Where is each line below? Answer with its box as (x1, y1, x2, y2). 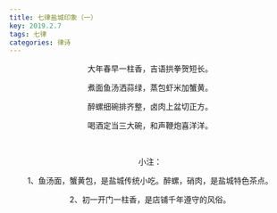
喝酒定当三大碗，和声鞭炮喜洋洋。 (88, 120, 213, 131)
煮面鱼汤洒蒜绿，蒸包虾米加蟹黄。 (88, 82, 213, 94)
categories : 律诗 (9, 37, 71, 47)
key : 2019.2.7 (9, 21, 63, 30)
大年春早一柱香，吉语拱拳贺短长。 (88, 63, 213, 74)
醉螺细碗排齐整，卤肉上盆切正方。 (88, 102, 213, 112)
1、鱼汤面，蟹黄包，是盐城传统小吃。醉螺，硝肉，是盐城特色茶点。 (27, 176, 273, 186)
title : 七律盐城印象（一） (9, 12, 98, 22)
